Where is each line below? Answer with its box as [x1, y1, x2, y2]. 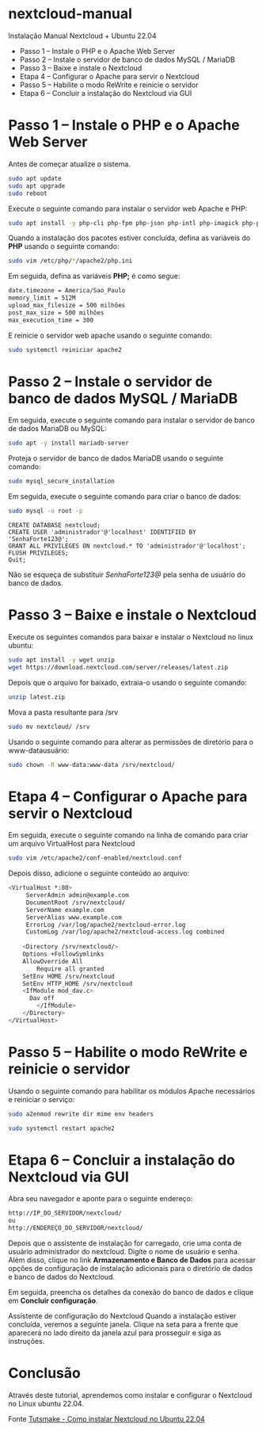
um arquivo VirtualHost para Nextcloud [8, 839, 135, 849]
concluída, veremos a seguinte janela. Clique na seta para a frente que [8, 1320, 239, 1330]
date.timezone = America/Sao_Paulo [8, 287, 126, 295]
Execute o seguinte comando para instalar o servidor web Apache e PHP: [8, 204, 248, 213]
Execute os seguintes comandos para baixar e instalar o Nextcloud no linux [8, 632, 254, 642]
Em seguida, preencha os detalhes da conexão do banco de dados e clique [8, 1288, 254, 1297]
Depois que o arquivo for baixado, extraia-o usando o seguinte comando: [8, 677, 248, 687]
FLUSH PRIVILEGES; [8, 549, 69, 557]
